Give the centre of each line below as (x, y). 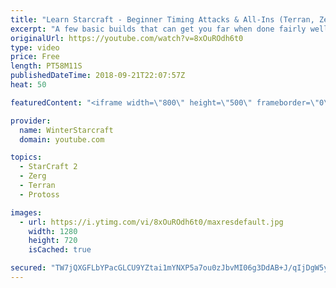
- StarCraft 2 (48, 167)
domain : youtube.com (62, 139)
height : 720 (53, 241)
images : (26, 212)
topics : (26, 157)
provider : (31, 121)
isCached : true (60, 250)
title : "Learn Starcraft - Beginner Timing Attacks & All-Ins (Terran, (162, 19)
